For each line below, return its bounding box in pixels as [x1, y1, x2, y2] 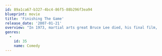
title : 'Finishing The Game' [5, 16, 64, 21]
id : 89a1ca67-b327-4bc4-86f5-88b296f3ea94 [5, 7, 92, 12]
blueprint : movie [5, 12, 40, 17]
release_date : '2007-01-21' [5, 20, 62, 26]
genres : [5, 30, 21, 35]
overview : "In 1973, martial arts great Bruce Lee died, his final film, [5, 25, 158, 30]
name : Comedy [14, 43, 40, 48]
